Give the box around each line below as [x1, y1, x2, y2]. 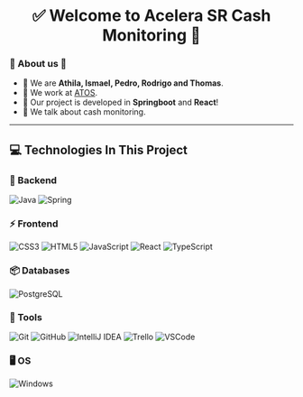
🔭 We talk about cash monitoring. [22, 106, 146, 117]
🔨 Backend [9, 173, 57, 186]
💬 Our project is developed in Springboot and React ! [22, 97, 219, 108]
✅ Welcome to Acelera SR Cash [32, 5, 271, 26]
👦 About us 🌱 [9, 58, 68, 70]
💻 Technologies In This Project [9, 142, 188, 158]
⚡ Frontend [9, 217, 59, 230]
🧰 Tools [9, 310, 42, 323]
